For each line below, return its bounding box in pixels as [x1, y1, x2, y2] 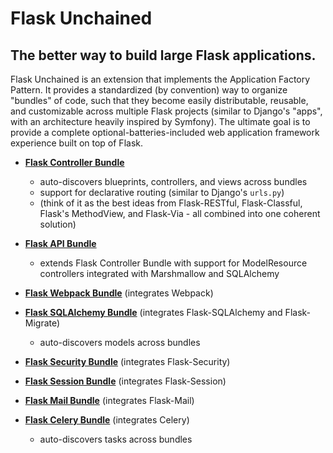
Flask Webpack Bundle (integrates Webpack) [24, 287, 214, 299]
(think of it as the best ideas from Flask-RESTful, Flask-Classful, [39, 197, 303, 209]
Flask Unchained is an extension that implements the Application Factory [10, 73, 311, 85]
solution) [39, 218, 77, 230]
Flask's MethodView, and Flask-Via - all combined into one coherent [39, 208, 321, 219]
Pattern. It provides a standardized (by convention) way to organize [10, 84, 288, 96]
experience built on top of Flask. [10, 137, 143, 149]
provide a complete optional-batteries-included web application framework [10, 127, 320, 138]
